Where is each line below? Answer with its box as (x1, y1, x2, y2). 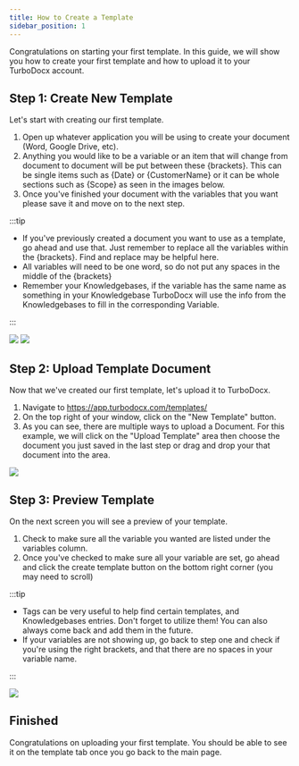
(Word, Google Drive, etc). (21, 141, 119, 152)
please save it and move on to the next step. (21, 198, 186, 209)
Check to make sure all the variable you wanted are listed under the (21, 533, 270, 543)
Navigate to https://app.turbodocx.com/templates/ (21, 402, 208, 413)
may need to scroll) (21, 571, 94, 582)
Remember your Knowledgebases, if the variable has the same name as (21, 281, 287, 291)
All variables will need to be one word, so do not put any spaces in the (21, 261, 280, 273)
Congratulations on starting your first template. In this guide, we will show (9, 46, 280, 56)
